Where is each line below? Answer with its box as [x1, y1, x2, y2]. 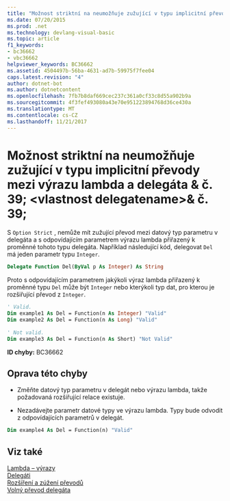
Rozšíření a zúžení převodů [7, 478, 84, 487]
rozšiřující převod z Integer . [7, 290, 86, 298]
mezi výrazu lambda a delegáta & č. [7, 177, 213, 192]
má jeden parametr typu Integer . [7, 250, 101, 259]
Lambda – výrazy [7, 464, 56, 472]
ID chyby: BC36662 [7, 348, 64, 356]
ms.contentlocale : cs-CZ [7, 112, 78, 118]
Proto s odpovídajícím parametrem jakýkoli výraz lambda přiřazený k [7, 276, 201, 284]
